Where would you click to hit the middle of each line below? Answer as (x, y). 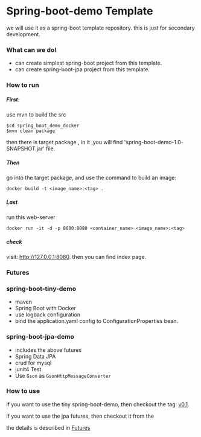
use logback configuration (47, 314)
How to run (23, 85)
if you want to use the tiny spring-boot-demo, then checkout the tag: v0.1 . (98, 404)
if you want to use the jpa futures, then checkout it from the (80, 416)
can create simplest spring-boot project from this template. (88, 63)
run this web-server (31, 217)
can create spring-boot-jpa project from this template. (82, 69)
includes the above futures (48, 350)
